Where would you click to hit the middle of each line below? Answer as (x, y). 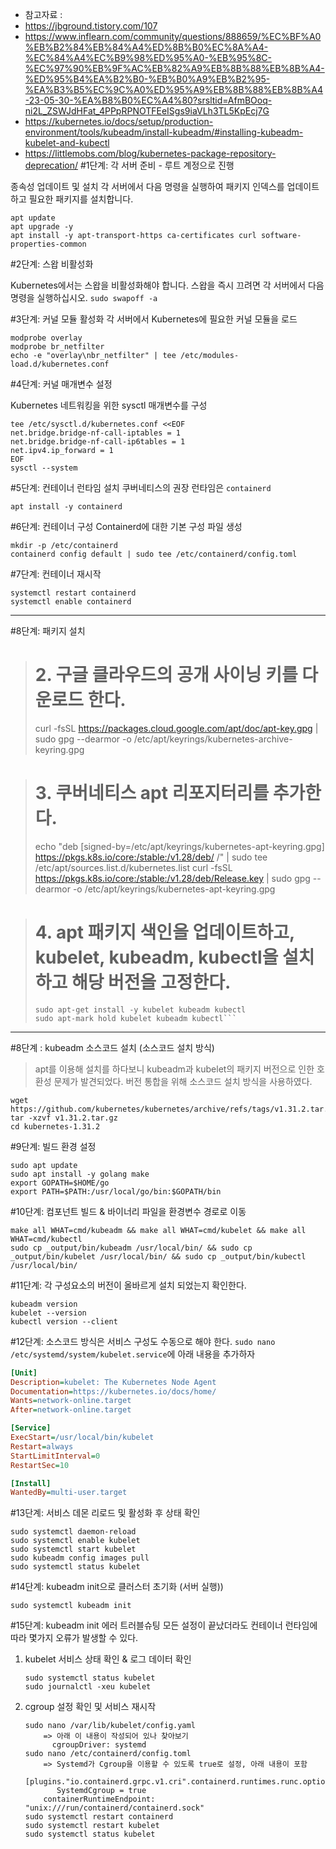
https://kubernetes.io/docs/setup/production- (119, 121)
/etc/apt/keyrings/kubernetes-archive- (213, 739)
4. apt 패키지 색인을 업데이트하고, (164, 932)
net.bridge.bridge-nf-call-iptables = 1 (96, 433)
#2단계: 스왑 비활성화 (52, 264)
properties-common (48, 244)
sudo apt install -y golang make (80, 1174)
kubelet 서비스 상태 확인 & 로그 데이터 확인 (108, 1659)
